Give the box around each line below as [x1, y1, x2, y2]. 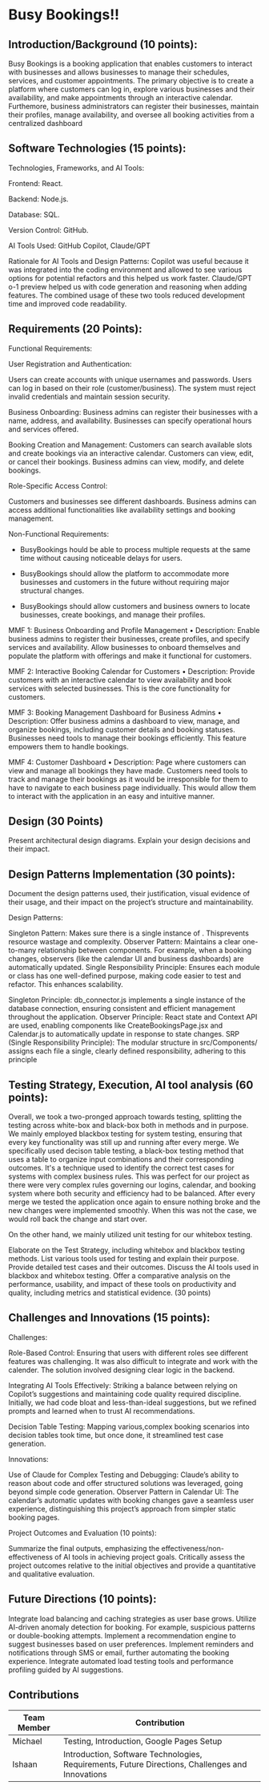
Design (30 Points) [8, 814, 104, 828]
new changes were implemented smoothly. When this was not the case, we [8, 1206, 257, 1216]
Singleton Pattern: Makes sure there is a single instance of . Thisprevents [8, 928, 250, 938]
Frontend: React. [8, 178, 63, 188]
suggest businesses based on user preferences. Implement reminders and [8, 1639, 254, 1649]
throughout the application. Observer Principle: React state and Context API [8, 1013, 258, 1022]
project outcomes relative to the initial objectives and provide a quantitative [8, 1561, 256, 1570]
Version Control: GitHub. [8, 225, 89, 234]
